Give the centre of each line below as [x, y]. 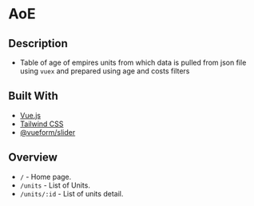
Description [38, 44]
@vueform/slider [48, 132]
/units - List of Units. [55, 185]
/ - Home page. [46, 176]
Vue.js [30, 115]
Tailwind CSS [42, 124]
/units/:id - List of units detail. [71, 193]
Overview [33, 158]
